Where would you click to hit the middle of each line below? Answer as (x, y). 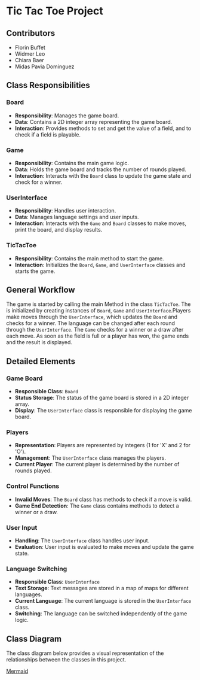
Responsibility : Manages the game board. (67, 116)
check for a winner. (39, 182)
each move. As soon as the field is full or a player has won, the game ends (98, 336)
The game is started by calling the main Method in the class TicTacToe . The (99, 304)
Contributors (31, 33)
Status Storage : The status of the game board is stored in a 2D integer (102, 398)
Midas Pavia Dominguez (44, 66)
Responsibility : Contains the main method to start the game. (89, 258)
